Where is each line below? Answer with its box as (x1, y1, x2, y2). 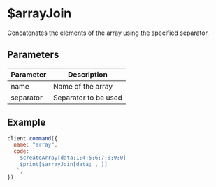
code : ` (13, 148, 36, 155)
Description (67, 69, 108, 79)
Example (7, 117, 46, 128)
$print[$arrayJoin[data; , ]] (20, 161, 108, 168)
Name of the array (52, 81, 113, 91)
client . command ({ (7, 135, 58, 142)
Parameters (7, 49, 59, 61)
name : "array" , (13, 142, 58, 149)
